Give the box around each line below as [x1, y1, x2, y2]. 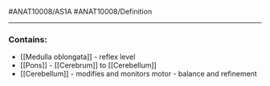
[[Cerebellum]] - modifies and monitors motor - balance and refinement [19, 69, 257, 79]
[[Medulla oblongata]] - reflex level [19, 52, 136, 62]
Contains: [8, 33, 48, 45]
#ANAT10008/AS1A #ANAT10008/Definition [8, 7, 153, 16]
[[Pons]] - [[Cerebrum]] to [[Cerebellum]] [19, 61, 157, 70]
